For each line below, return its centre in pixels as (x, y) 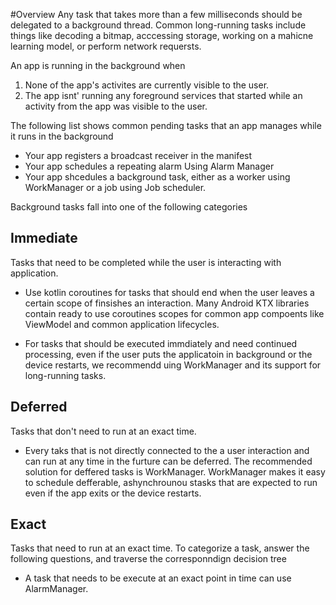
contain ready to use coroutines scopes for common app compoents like (174, 313)
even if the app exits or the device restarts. (113, 493)
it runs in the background (62, 136)
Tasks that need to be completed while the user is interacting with (146, 262)
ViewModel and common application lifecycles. (122, 324)
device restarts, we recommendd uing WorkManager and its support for (173, 365)
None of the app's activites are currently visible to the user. (147, 85)
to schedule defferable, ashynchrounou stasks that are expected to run (171, 482)
